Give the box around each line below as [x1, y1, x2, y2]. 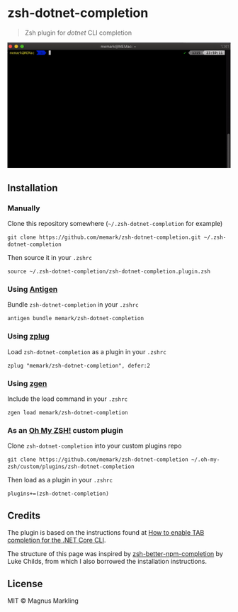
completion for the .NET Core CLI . [7, 536, 106, 545]
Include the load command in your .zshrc [7, 395, 128, 403]
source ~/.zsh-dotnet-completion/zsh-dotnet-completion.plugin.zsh [7, 268, 211, 276]
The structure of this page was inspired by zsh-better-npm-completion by [7, 550, 223, 558]
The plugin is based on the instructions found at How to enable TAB [7, 528, 205, 537]
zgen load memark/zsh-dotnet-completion [7, 409, 129, 416]
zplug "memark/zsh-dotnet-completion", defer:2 [7, 362, 151, 369]
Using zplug [7, 331, 50, 341]
